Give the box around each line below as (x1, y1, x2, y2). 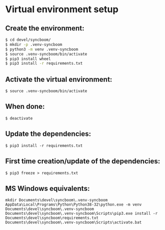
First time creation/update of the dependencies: (5, 157, 160, 166)
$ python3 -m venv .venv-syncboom (5, 47, 79, 52)
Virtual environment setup (5, 4, 119, 15)
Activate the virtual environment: (5, 75, 113, 83)
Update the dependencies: (5, 130, 91, 138)
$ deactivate (5, 116, 33, 121)
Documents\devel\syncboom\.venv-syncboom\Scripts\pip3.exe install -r (5, 211, 158, 216)
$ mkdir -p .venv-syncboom (5, 42, 62, 47)
